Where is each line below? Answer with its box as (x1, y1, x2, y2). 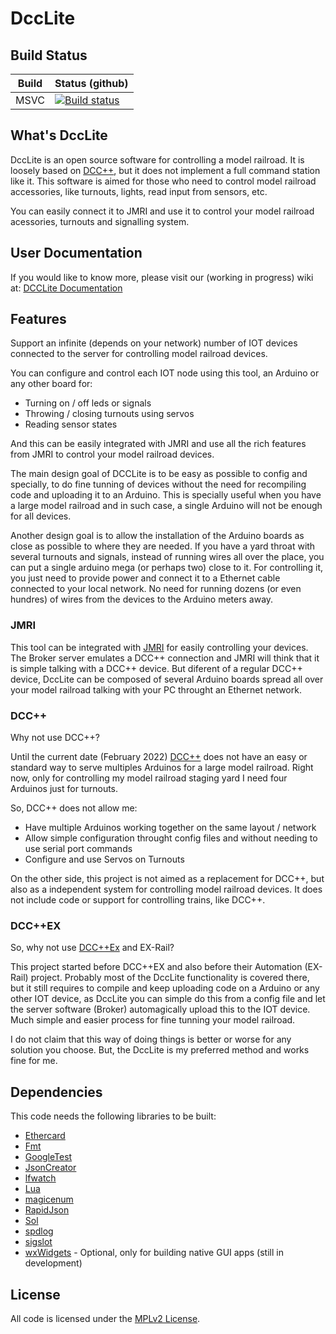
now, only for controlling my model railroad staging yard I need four (10, 772, 288, 784)
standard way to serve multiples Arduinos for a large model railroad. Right (10, 762, 314, 774)
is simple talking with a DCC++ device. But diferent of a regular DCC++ (10, 662, 303, 674)
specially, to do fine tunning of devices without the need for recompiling (10, 478, 307, 491)
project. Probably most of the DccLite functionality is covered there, (30, 972, 310, 984)
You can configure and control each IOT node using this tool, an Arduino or (10, 367, 320, 379)
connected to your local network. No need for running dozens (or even (10, 583, 302, 595)
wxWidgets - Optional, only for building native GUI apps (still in (24, 1247, 284, 1259)
